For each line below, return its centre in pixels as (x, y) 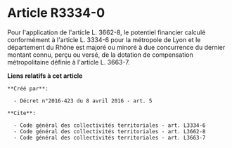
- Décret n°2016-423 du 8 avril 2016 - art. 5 (83, 101)
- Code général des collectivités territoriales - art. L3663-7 (110, 137)
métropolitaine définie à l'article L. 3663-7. (69, 62)
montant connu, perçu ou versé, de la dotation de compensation (100, 55)
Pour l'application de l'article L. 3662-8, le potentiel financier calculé (107, 32)
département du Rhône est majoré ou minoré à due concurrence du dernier (116, 47)
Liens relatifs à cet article (45, 76)
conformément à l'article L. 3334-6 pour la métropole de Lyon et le (104, 39)
